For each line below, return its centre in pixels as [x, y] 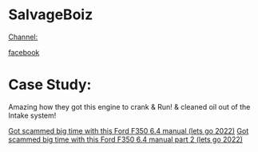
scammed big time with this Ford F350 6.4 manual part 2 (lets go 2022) [126, 139]
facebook [24, 52]
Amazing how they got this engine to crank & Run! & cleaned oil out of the [129, 106]
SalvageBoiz [51, 15]
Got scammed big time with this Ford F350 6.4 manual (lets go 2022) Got [129, 130]
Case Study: [50, 85]
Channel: [23, 37]
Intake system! [32, 115]
